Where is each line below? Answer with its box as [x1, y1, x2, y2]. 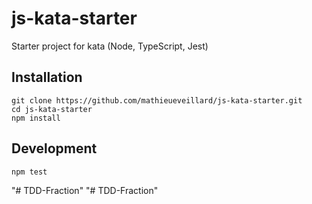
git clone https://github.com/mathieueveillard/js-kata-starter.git [11, 95, 303, 106]
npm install [11, 113, 61, 123]
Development [11, 140, 98, 157]
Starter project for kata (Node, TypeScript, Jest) [11, 40, 209, 52]
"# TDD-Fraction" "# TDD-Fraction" [11, 184, 159, 196]
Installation [11, 69, 83, 86]
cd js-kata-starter [11, 104, 93, 114]
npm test [11, 167, 48, 177]
